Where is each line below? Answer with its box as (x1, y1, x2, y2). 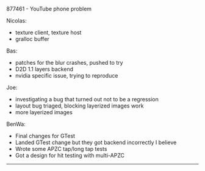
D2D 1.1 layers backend (15, 65, 73, 73)
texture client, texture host (15, 29, 82, 36)
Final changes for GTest (15, 133, 75, 139)
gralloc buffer (15, 35, 50, 42)
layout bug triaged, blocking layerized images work (15, 102, 144, 109)
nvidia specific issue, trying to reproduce (15, 72, 118, 79)
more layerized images (15, 109, 73, 115)
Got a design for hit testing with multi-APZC (15, 152, 125, 159)
